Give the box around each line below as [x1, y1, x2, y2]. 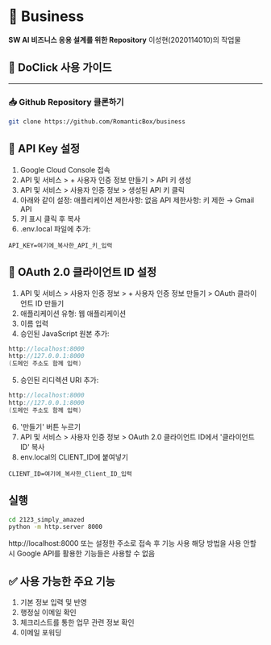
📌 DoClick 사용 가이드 [8, 60, 112, 75]
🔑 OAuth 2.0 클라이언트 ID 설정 [8, 265, 157, 279]
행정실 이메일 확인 [19, 608, 77, 618]
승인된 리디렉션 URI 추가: [19, 375, 99, 385]
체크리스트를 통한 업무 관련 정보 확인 [19, 618, 135, 627]
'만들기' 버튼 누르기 [19, 422, 81, 431]
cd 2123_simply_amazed [8, 515, 85, 523]
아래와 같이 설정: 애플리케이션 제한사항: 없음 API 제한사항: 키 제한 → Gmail [19, 195, 255, 205]
